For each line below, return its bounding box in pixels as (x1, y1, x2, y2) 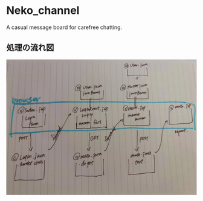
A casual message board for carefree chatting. (6, 24, 123, 31)
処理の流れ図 (6, 43, 54, 53)
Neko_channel (6, 4, 80, 18)
